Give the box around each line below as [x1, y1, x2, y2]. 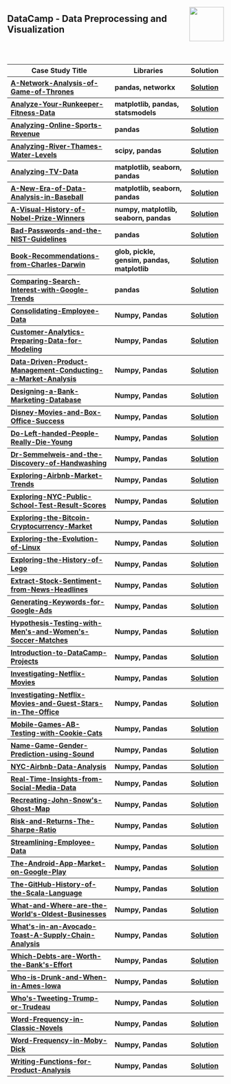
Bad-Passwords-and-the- [10, 226, 102, 235]
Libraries [133, 65, 164, 75]
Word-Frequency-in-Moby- [10, 1035, 108, 1045]
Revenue [10, 129, 40, 138]
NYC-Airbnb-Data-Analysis [10, 761, 107, 771]
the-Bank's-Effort [10, 960, 73, 969]
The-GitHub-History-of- [10, 879, 97, 889]
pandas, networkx [114, 83, 175, 92]
